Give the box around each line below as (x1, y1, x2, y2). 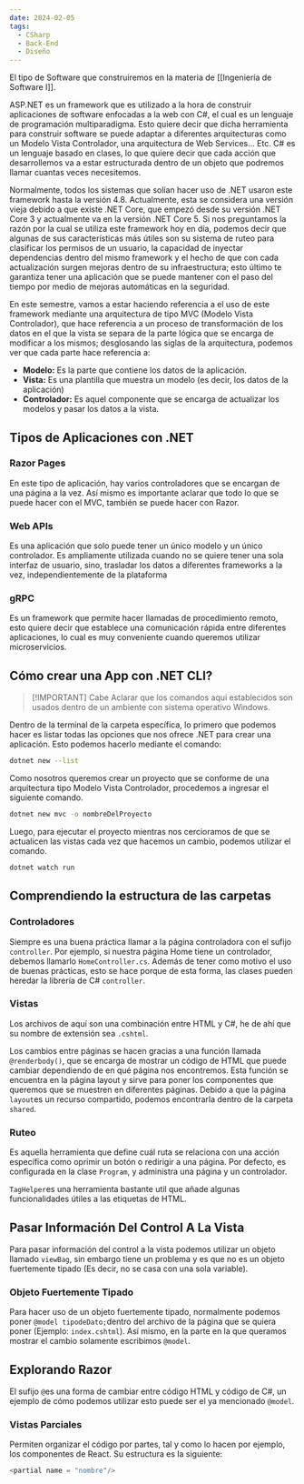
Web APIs (9, 519, 54, 532)
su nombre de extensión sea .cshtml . (9, 1028, 149, 1038)
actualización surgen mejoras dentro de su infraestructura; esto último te (9, 262, 282, 273)
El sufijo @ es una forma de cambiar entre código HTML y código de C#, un (9, 1386, 288, 1397)
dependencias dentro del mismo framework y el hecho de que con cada (9, 252, 279, 264)
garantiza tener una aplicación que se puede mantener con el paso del (9, 272, 274, 283)
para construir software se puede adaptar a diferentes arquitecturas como (9, 128, 288, 139)
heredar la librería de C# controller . (9, 975, 145, 986)
